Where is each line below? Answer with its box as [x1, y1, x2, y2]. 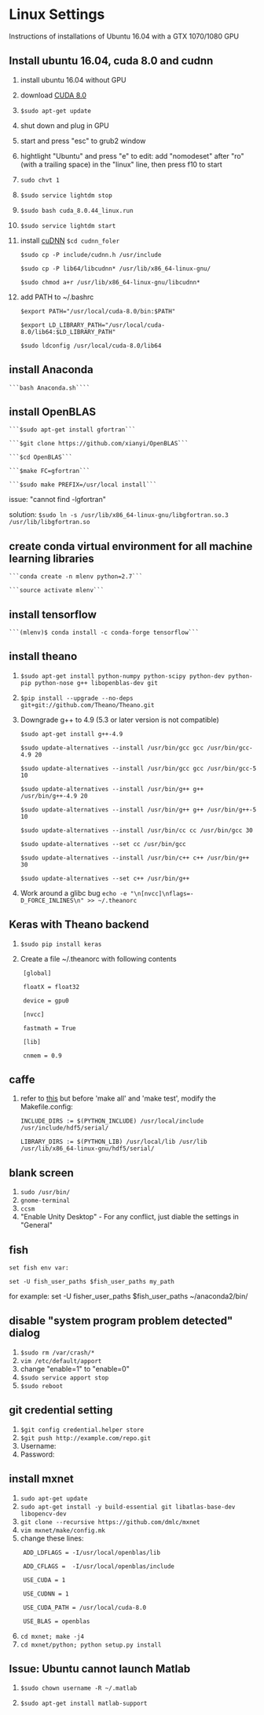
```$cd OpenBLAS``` [9, 453, 73, 461]
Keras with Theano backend [9, 918, 149, 932]
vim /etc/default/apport [20, 1357, 102, 1365]
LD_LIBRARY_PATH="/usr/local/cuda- [49, 321, 166, 329]
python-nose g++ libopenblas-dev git [35, 679, 158, 687]
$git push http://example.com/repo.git [20, 1434, 152, 1442]
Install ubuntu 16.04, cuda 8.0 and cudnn [9, 54, 214, 68]
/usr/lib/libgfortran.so [9, 519, 90, 526]
